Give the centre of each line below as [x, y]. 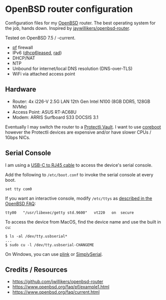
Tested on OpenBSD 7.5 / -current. [40, 38]
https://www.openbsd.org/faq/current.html [56, 292]
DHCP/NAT [24, 58]
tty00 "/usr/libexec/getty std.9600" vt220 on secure [70, 213]
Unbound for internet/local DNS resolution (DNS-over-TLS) [72, 69]
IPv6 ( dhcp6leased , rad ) [37, 53]
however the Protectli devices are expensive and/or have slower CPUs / [78, 132]
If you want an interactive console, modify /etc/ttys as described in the [79, 198]
